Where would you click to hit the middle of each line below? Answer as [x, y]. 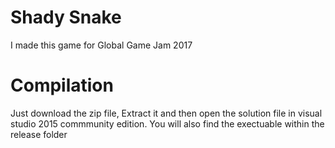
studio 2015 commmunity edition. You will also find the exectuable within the [167, 123]
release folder [39, 134]
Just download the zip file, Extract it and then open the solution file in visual [166, 113]
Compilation [62, 85]
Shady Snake [66, 17]
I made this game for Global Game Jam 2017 [101, 45]
